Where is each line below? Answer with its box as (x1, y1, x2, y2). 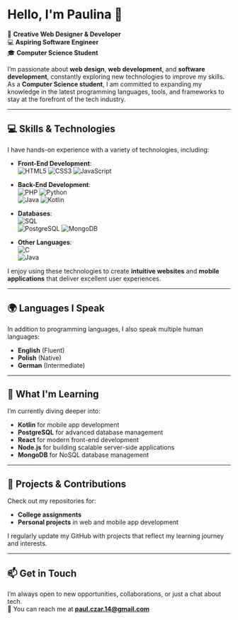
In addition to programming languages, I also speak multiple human (7, 325, 204, 333)
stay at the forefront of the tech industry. (7, 95, 126, 103)
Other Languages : (17, 237, 72, 247)
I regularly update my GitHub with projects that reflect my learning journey (7, 531, 225, 541)
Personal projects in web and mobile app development (17, 518, 179, 526)
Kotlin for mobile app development (17, 421, 120, 429)
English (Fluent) (17, 346, 65, 354)
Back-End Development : (17, 180, 91, 188)
